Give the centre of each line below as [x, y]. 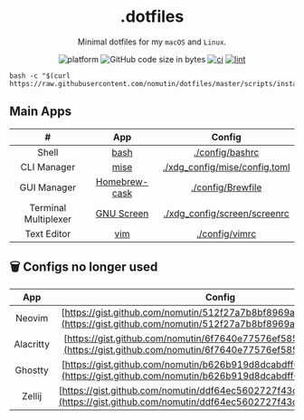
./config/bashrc [226, 152]
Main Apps [41, 112]
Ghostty [32, 370]
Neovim [32, 318]
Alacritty [32, 344]
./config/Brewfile [227, 187]
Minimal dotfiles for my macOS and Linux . [152, 42]
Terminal [48, 207]
